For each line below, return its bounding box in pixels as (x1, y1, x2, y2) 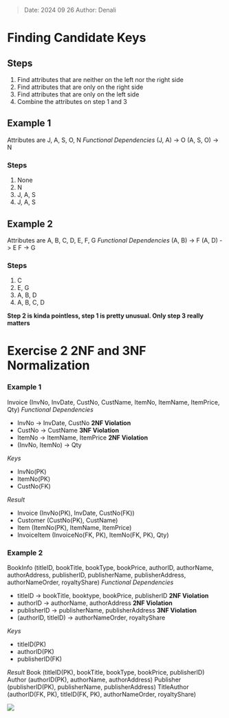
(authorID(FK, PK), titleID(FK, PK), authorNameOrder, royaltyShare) (7, 690, 197, 698)
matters (7, 319, 30, 327)
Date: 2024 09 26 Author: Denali (23, 6, 117, 14)
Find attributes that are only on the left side (17, 90, 140, 99)
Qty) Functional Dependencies (7, 405, 94, 413)
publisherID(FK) (17, 655, 63, 663)
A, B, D (17, 291, 37, 299)
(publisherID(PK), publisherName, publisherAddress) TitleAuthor (7, 683, 189, 691)
